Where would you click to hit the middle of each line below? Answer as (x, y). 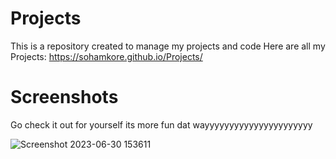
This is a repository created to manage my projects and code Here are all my (168, 46)
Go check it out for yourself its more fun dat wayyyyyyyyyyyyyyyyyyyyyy (161, 124)
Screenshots (64, 97)
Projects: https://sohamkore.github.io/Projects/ (106, 56)
